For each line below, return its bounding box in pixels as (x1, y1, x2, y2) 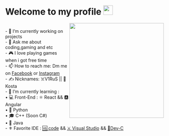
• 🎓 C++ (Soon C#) (5, 112, 47, 118)
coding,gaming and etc (5, 44, 53, 50)
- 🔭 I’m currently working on (5, 28, 63, 34)
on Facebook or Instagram (5, 70, 60, 76)
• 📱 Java (5, 119, 24, 126)
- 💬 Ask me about (5, 38, 42, 45)
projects (5, 33, 23, 39)
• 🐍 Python (5, 107, 28, 113)
